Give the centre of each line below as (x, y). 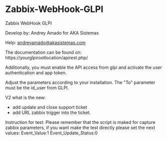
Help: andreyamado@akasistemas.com (45, 42)
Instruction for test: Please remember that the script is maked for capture (80, 122)
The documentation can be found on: (43, 52)
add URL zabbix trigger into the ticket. (51, 112)
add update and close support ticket (50, 107)
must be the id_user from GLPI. (37, 88)
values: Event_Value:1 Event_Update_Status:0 (51, 133)
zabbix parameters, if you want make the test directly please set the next (80, 127)
